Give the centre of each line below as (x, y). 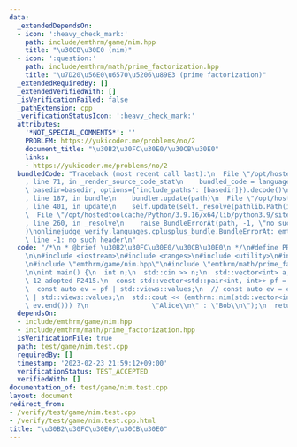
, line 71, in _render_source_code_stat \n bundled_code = (140, 182)
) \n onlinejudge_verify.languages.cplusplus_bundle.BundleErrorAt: (150, 231)
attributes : (39, 125)
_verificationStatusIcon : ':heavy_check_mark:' (107, 116)
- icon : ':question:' (57, 58)
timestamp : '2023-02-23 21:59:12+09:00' (92, 363)
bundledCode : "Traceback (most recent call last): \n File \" (134, 173)
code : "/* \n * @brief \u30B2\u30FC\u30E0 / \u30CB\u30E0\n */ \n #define (148, 248)
